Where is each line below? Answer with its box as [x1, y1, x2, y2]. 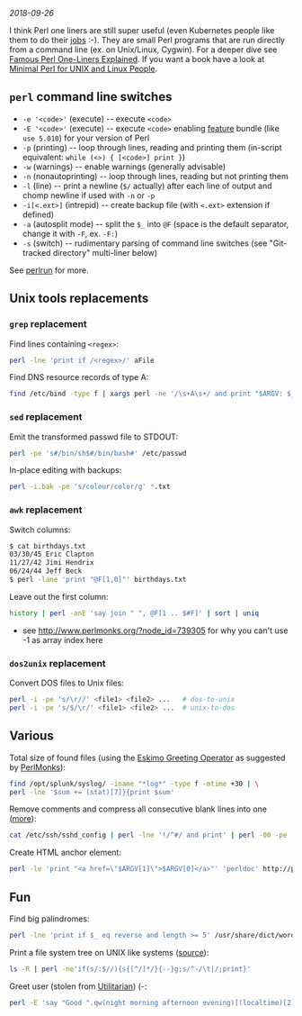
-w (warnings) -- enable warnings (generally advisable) [22, 161, 226, 172]
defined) [22, 209, 55, 220]
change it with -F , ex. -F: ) [22, 228, 119, 239]
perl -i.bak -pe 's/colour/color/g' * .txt [9, 482, 171, 492]
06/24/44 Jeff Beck [9, 567, 83, 576]
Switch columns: [9, 524, 71, 535]
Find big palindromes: [9, 913, 90, 924]
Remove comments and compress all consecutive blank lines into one [9, 803, 268, 814]
